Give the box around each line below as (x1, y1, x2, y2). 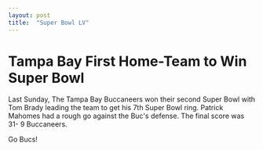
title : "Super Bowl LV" (8, 19, 89, 27)
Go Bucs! (8, 134, 38, 145)
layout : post (8, 11, 51, 20)
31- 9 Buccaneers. (8, 120, 68, 129)
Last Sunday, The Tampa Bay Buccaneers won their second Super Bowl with (8, 95, 256, 104)
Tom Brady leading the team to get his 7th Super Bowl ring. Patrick (8, 103, 224, 112)
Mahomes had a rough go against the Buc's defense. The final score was (8, 111, 245, 121)
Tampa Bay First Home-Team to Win (8, 52, 247, 70)
